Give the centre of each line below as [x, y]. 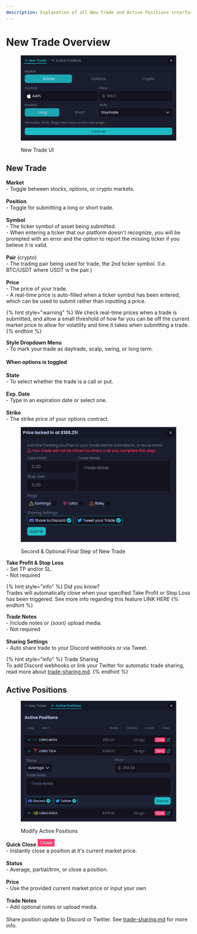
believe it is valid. [27, 245]
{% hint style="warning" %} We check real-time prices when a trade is [91, 312]
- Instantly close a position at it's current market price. [72, 851]
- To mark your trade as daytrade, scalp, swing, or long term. [80, 349]
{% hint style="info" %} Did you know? [53, 586]
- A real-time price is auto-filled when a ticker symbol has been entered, [93, 295]
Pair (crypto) [21, 257]
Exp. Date [18, 394]
